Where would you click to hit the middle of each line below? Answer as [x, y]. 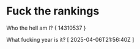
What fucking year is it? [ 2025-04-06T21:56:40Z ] [70, 39]
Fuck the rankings [53, 11]
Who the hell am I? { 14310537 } [46, 28]
